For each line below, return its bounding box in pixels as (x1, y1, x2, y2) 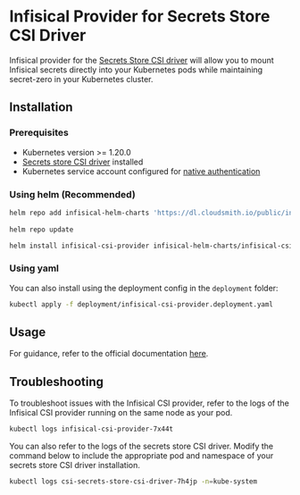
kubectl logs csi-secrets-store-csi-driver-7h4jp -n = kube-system (9, 477, 257, 486)
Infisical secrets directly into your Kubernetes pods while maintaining (9, 64, 263, 75)
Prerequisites (9, 127, 69, 139)
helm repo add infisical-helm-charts (9, 208, 150, 217)
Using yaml (9, 262, 60, 274)
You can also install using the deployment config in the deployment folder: (9, 282, 279, 293)
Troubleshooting (9, 373, 104, 390)
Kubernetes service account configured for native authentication (21, 165, 261, 176)
